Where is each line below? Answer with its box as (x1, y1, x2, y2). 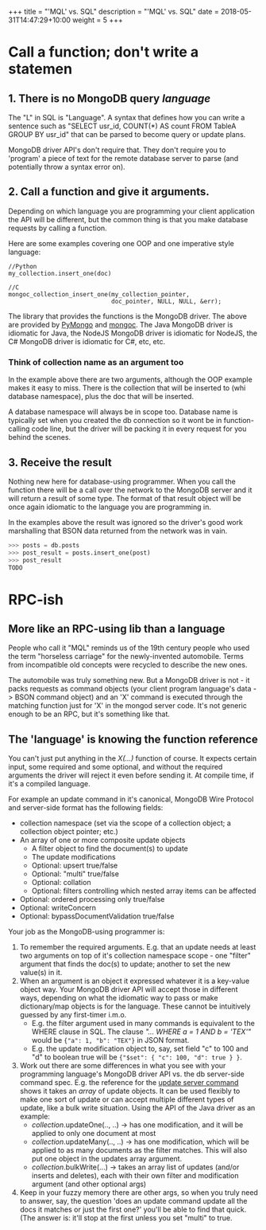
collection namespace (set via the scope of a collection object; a (19, 818, 232, 828)
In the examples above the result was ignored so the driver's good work (8, 517, 244, 527)
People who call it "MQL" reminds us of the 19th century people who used (8, 643, 250, 652)
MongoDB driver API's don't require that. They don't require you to (8, 145, 226, 155)
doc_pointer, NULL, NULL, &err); (110, 297, 222, 305)
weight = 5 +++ (72, 15, 123, 25)
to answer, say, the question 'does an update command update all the (19, 1197, 248, 1206)
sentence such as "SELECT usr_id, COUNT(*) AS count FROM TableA (8, 121, 237, 131)
